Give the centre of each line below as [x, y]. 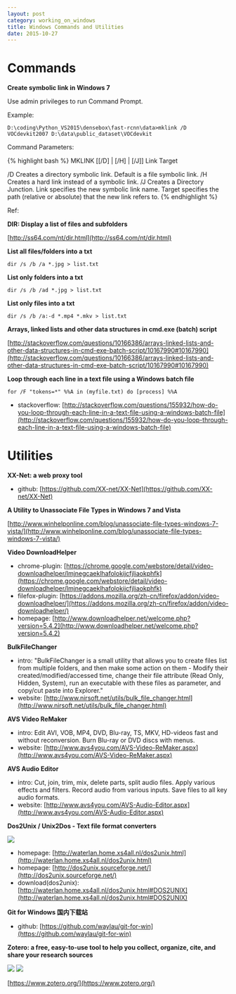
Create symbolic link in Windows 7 [59, 88]
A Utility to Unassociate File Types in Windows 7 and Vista [94, 510]
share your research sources [50, 955]
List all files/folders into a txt [50, 251]
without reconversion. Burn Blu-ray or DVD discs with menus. [106, 741]
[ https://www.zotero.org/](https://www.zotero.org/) [81, 983]
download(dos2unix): [48, 883]
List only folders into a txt [45, 277]
